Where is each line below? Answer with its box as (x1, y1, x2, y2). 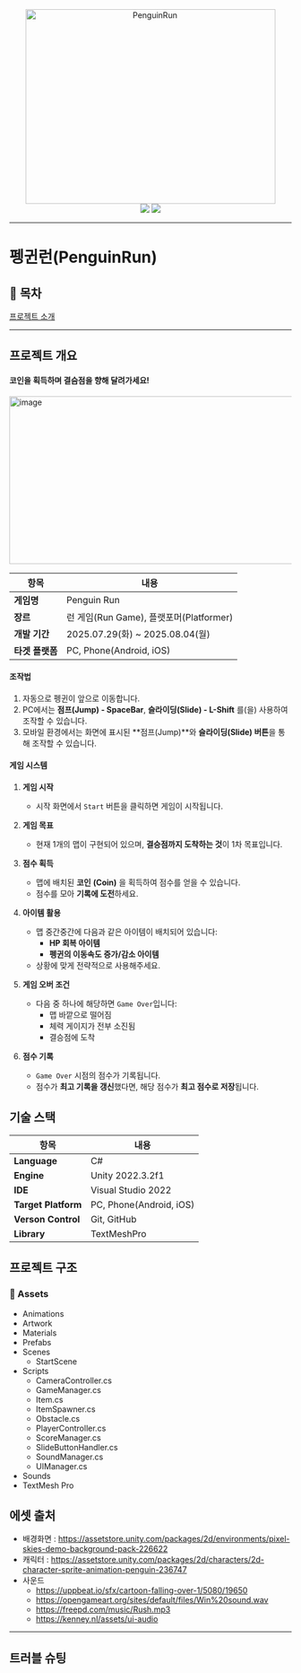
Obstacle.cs (35, 1413, 81, 1423)
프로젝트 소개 (9, 311, 56, 321)
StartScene (35, 1355, 78, 1367)
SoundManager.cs (35, 1451, 104, 1462)
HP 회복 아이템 (48, 938, 100, 948)
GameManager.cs (35, 1384, 101, 1395)
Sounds (21, 1470, 51, 1481)
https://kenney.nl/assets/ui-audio (35, 1614, 159, 1625)
